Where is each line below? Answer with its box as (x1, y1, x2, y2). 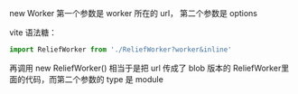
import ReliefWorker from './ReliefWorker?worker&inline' (9, 45, 232, 54)
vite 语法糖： (9, 27, 57, 38)
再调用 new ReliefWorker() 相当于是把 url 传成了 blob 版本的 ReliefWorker (9, 62, 282, 73)
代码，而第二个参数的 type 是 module (24, 73, 164, 84)
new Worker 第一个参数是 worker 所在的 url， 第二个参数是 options (9, 8, 258, 18)
